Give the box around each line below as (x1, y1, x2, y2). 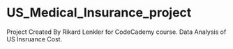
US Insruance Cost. (6, 35, 63, 43)
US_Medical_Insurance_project (6, 5, 192, 21)
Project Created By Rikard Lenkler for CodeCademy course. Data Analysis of (6, 28, 227, 36)
